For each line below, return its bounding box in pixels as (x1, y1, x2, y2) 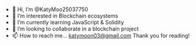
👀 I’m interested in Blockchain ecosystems (12, 12, 119, 19)
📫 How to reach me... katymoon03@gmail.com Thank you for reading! (12, 32, 190, 39)
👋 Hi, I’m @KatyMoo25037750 (12, 6, 88, 13)
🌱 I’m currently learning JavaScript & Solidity (12, 19, 124, 26)
